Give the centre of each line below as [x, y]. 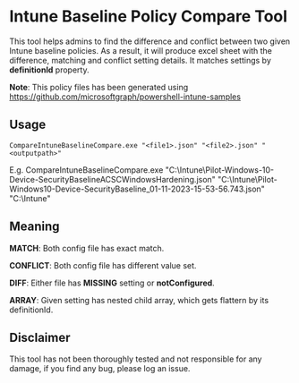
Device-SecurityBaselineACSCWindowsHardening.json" [113, 179]
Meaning [34, 227]
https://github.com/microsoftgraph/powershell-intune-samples [125, 97]
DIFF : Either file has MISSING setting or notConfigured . [112, 283]
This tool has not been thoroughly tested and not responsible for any [136, 359]
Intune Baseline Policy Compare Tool [149, 17]
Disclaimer [40, 337]
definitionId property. [49, 70]
